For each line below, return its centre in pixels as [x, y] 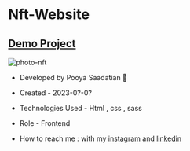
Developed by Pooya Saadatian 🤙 [73, 77]
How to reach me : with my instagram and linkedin [100, 138]
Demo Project [42, 44]
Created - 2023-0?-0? [56, 93]
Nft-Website [49, 15]
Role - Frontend [45, 123]
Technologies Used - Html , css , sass [81, 108]
